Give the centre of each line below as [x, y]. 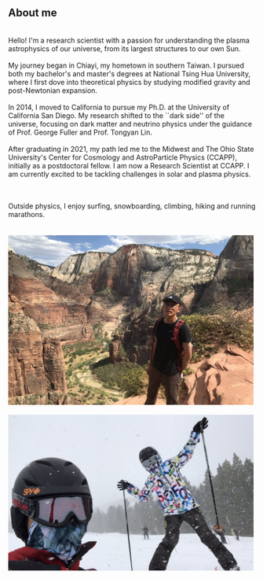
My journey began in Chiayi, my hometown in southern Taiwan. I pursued [126, 65]
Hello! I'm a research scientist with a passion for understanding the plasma [129, 40]
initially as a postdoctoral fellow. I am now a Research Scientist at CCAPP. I [129, 165]
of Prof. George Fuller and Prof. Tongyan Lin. [80, 132]
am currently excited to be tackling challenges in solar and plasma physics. [130, 174]
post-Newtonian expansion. [53, 90]
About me [33, 13]
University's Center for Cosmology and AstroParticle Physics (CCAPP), [123, 157]
